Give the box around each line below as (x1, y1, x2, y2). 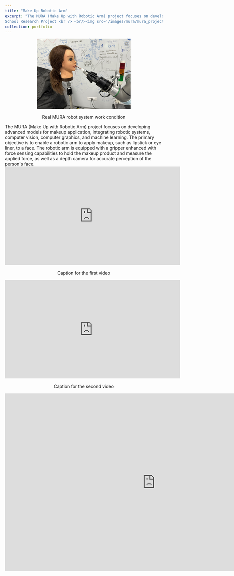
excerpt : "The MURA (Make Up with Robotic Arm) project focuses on (5, 13, 149, 19)
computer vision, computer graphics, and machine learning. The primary (5, 134, 155, 140)
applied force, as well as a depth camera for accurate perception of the (5, 155, 152, 161)
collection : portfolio (5, 24, 52, 29)
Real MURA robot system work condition (42, 114, 126, 120)
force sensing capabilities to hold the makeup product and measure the (5, 150, 152, 156)
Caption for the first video (57, 270, 111, 276)
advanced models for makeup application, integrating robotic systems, (5, 129, 151, 135)
